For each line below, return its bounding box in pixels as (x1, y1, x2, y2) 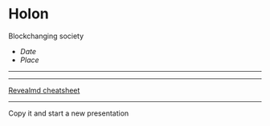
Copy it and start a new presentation (8, 108, 129, 118)
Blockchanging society (8, 31, 84, 41)
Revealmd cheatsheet (8, 85, 80, 95)
